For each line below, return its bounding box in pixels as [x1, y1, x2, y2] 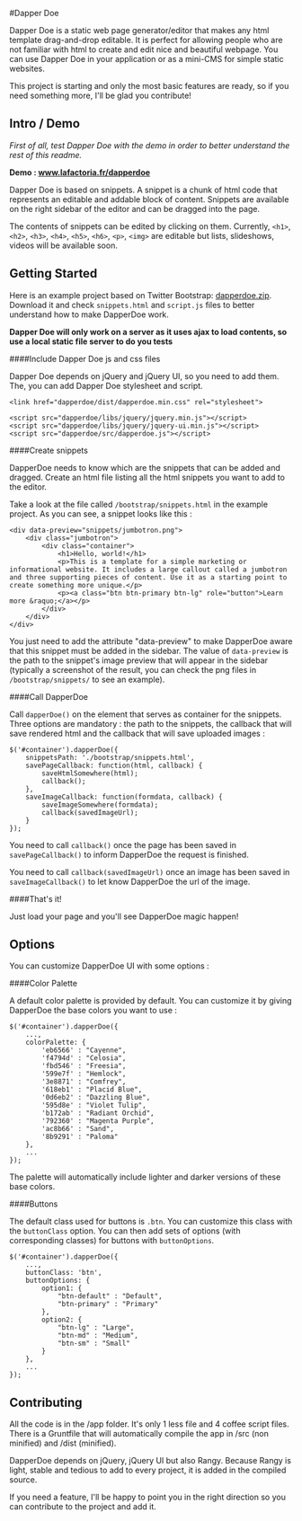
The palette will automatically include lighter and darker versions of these [9, 1172, 281, 1182]
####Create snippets [9, 445, 88, 455]
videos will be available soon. [9, 240, 119, 251]
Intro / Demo [9, 116, 81, 131]
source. [9, 1474, 38, 1485]
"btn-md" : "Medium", [57, 1331, 139, 1340]
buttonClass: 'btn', [25, 1269, 102, 1278]
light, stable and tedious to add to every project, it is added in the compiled [9, 1464, 287, 1476]
